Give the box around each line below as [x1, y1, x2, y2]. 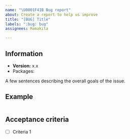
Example [5, 92, 33, 101]
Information [5, 49, 43, 58]
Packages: [12, 68, 35, 74]
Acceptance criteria [5, 115, 69, 124]
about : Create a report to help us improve [5, 12, 98, 17]
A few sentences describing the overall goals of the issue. [5, 78, 126, 84]
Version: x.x [12, 63, 39, 69]
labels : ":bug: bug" [5, 21, 49, 27]
